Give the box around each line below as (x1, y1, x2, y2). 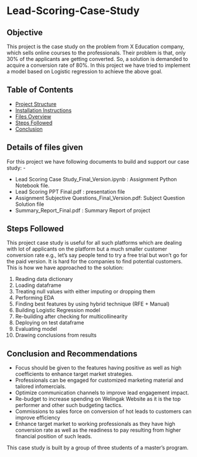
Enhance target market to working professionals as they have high (15, 421, 175, 428)
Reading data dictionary (15, 276, 73, 283)
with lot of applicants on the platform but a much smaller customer (6, 245, 168, 253)
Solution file (15, 201, 45, 208)
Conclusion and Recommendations (6, 348, 138, 358)
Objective (6, 28, 43, 38)
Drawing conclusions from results (15, 331, 97, 338)
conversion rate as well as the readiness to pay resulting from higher (15, 426, 181, 434)
